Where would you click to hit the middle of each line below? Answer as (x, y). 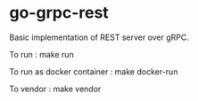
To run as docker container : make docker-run (94, 71)
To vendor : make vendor (55, 89)
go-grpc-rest (59, 13)
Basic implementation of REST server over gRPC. (99, 37)
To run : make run (41, 54)
